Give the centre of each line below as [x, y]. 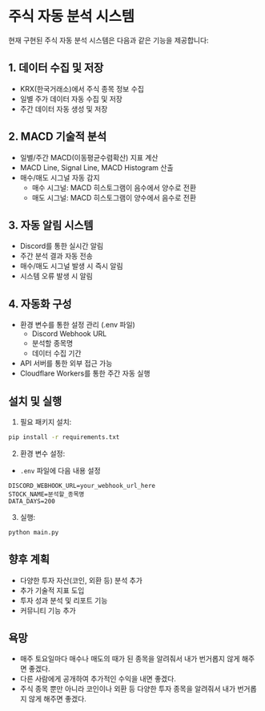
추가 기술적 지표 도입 [52, 590]
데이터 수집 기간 [56, 353]
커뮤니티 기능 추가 [48, 610]
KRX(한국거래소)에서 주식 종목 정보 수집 [82, 88]
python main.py [34, 532]
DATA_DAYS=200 [32, 501]
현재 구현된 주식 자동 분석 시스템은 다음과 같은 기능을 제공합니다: [109, 40]
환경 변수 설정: [42, 453]
